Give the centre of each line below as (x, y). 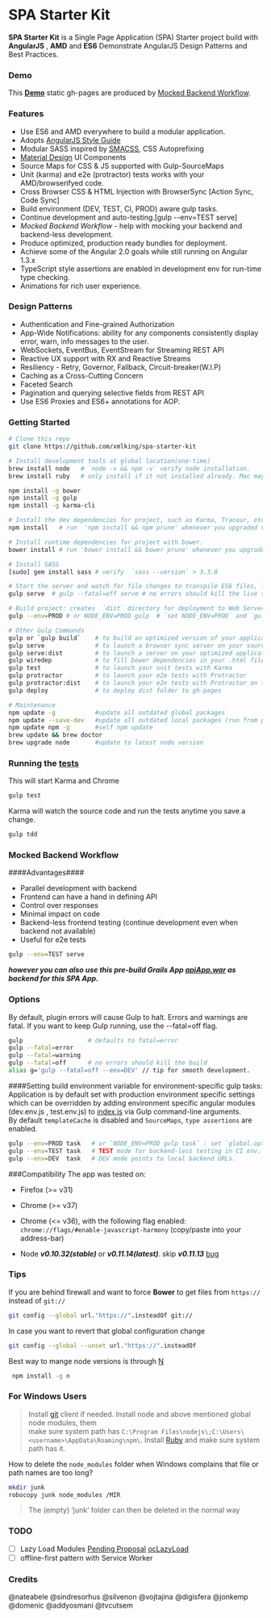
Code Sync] (40, 200)
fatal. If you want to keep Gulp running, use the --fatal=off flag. (113, 1026)
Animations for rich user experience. (81, 286)
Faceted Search (46, 384)
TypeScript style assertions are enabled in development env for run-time (141, 269)
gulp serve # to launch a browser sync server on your (126, 646)
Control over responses (59, 905)
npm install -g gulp (43, 498)
